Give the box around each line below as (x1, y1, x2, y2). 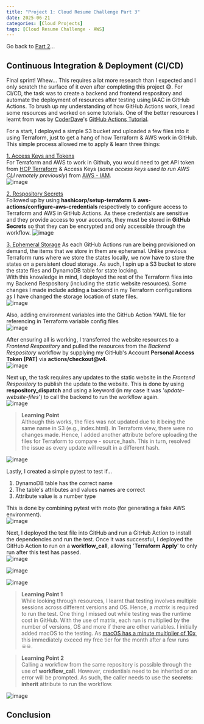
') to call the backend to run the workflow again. (38, 393, 159, 401)
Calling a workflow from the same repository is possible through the (21, 661, 192, 668)
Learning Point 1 (21, 591, 63, 598)
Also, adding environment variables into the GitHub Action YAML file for (6, 311, 186, 318)
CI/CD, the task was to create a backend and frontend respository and (6, 90, 183, 97)
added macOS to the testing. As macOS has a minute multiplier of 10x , (21, 630, 198, 637)
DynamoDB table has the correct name (15, 480, 113, 487)
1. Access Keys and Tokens (6, 152, 75, 159)
